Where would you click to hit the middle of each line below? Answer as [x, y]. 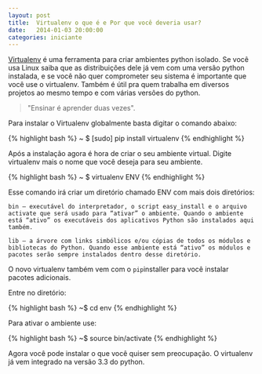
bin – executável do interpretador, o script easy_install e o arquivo [127, 207]
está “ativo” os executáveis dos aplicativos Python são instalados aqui [131, 220]
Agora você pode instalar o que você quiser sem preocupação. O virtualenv [131, 354]
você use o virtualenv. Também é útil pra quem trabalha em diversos [119, 85]
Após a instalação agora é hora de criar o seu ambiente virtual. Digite [120, 154]
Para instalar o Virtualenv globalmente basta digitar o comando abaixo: [123, 123]
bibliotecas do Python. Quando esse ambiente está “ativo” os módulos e [129, 248]
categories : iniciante [45, 37]
